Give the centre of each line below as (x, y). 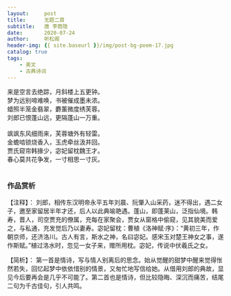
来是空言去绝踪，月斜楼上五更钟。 (55, 92)
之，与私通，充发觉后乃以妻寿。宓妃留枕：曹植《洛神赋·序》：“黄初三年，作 (113, 228)
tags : (15, 59)
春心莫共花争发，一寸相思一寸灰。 (55, 159)
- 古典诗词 (33, 71)
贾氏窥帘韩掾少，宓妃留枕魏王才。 (55, 150)
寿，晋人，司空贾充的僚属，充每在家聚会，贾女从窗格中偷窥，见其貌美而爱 (112, 219)
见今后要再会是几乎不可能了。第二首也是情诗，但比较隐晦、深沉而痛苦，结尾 (115, 277)
